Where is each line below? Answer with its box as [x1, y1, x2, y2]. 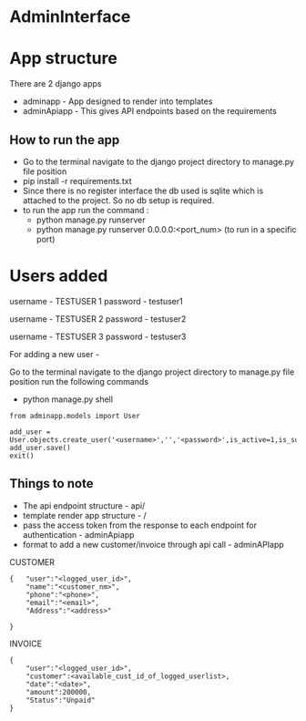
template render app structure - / [22, 510, 148, 520]
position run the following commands [9, 376, 148, 386]
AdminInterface [9, 6, 131, 27]
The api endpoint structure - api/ [22, 500, 146, 511]
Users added [9, 266, 108, 286]
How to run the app [9, 132, 120, 148]
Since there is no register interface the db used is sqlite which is [22, 185, 264, 196]
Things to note [9, 476, 94, 491]
